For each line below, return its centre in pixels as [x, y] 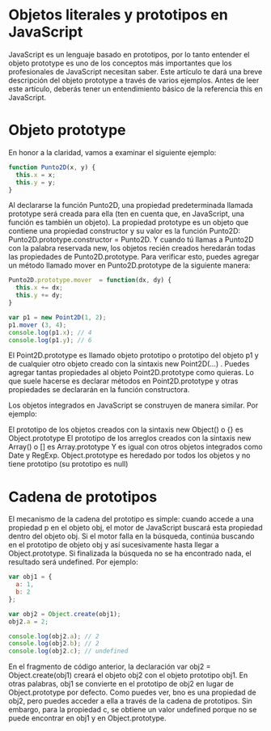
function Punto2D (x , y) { [52, 167]
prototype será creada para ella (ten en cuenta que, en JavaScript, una [127, 214]
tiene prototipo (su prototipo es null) [68, 464]
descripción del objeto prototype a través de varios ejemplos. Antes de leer [134, 80]
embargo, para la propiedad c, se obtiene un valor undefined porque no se [133, 710]
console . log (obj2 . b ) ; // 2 [54, 644]
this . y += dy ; [39, 296]
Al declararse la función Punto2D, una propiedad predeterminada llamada [131, 205]
